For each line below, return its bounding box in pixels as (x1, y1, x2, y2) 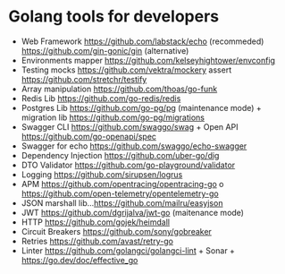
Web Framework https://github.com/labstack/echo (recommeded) (21, 36, 264, 47)
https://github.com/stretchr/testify (21, 73, 147, 84)
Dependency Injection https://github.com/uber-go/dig (21, 150, 220, 160)
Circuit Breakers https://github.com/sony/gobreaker (21, 226, 212, 236)
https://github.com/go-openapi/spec (21, 131, 157, 141)
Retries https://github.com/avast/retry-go (21, 235, 173, 246)
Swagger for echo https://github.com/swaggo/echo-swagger (21, 141, 247, 151)
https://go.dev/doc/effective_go (21, 254, 138, 265)
